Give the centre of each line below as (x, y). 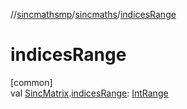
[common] (31, 82)
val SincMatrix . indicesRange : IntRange (89, 93)
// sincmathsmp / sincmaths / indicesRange (93, 14)
